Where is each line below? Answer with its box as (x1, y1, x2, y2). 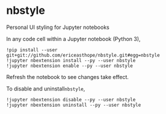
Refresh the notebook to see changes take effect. (6, 73, 129, 80)
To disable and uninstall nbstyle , (6, 85, 85, 92)
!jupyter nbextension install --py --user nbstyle (6, 57, 136, 63)
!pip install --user (6, 46, 58, 53)
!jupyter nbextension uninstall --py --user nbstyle (6, 102, 141, 108)
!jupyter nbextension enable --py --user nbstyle (6, 63, 134, 69)
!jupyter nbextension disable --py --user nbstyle (6, 97, 136, 103)
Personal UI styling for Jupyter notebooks (6, 24, 109, 31)
